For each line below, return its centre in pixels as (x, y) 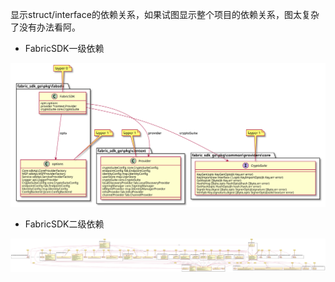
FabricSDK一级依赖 (64, 48)
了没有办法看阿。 (45, 27)
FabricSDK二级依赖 (64, 224)
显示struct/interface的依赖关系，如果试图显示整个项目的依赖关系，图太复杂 (165, 14)
